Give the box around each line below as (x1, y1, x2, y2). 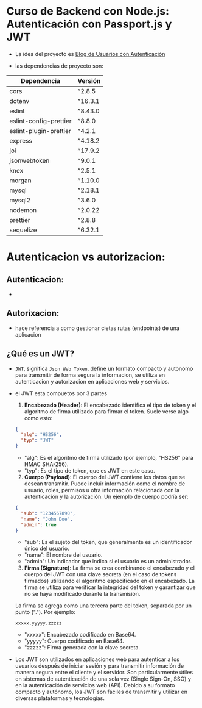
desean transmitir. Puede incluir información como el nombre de (24, 480, 186, 487)
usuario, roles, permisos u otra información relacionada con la (24, 487, 180, 494)
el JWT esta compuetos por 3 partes (15, 389, 108, 397)
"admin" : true (21, 521, 57, 528)
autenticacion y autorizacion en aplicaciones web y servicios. (15, 377, 170, 385)
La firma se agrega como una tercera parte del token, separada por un (15, 602, 192, 609)
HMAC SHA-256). (24, 460, 69, 468)
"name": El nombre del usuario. (24, 551, 103, 559)
